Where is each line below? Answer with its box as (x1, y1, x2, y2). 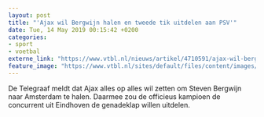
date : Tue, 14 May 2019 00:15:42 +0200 (8, 26, 139, 34)
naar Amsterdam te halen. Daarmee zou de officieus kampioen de (8, 91, 221, 101)
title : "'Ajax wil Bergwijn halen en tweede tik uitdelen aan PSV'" (8, 19, 237, 27)
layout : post (8, 11, 51, 19)
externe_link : (8, 55, 55, 63)
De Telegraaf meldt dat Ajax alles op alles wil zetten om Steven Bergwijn (8, 83, 242, 93)
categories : (8, 33, 47, 41)
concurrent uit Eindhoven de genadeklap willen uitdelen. (8, 100, 191, 109)
